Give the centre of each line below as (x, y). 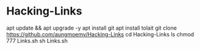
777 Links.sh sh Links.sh (37, 41)
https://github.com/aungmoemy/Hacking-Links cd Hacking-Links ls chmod (100, 34)
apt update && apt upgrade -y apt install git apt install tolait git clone (91, 28)
